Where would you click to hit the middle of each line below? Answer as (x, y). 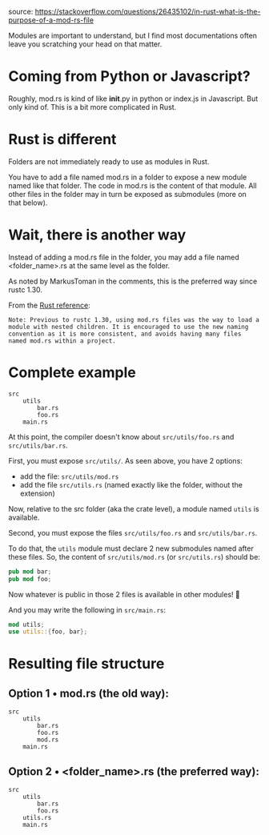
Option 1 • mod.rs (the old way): (89, 693)
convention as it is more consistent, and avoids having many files (125, 334)
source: (21, 12)
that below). (28, 203)
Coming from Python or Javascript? (129, 76)
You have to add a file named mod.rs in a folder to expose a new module (128, 177)
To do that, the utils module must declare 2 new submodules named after (131, 548)
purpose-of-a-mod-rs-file (51, 20)
